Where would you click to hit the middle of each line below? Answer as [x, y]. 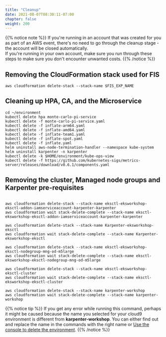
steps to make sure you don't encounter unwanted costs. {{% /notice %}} [80, 59]
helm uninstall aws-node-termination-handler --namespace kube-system [80, 147]
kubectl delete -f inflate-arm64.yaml [45, 126]
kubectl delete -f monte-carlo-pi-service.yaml [55, 121]
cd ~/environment [23, 112]
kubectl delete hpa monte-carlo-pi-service [51, 117]
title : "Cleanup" [23, 10]
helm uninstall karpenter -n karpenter [46, 152]
